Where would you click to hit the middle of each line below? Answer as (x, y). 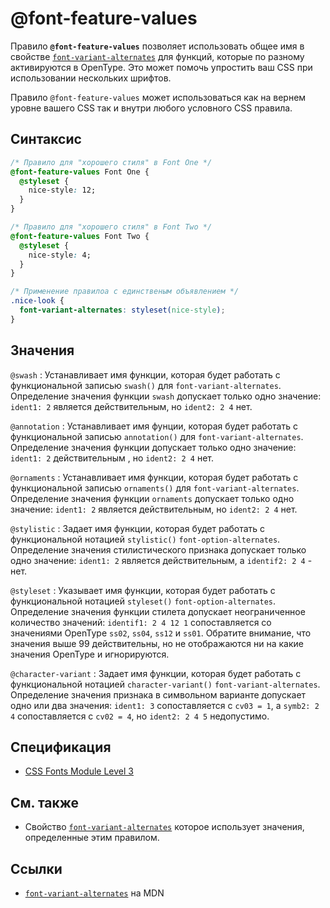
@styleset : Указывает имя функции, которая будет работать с (143, 590)
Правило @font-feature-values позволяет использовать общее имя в (157, 46)
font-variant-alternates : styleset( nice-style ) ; (122, 310)
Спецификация (61, 747)
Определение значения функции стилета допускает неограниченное (158, 611)
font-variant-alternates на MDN (94, 893)
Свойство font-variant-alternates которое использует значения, (164, 827)
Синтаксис (46, 139)
